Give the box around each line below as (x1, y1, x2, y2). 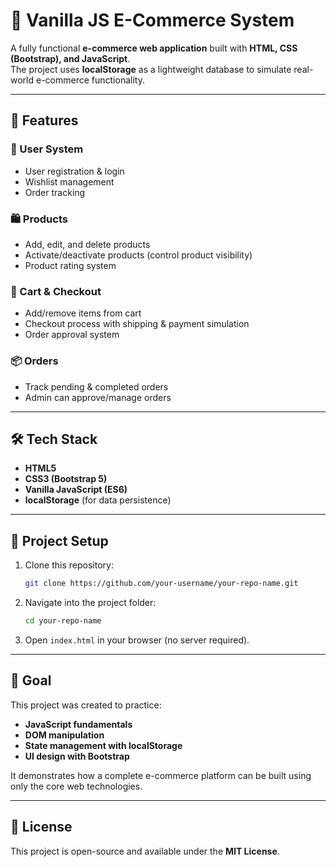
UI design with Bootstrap (24, 750, 130, 762)
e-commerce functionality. (35, 74, 145, 86)
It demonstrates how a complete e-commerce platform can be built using (10, 769, 312, 781)
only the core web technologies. (10, 780, 143, 792)
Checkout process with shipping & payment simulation (24, 318, 250, 330)
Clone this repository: (24, 559, 114, 571)
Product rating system (24, 259, 117, 271)
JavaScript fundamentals (24, 718, 133, 730)
